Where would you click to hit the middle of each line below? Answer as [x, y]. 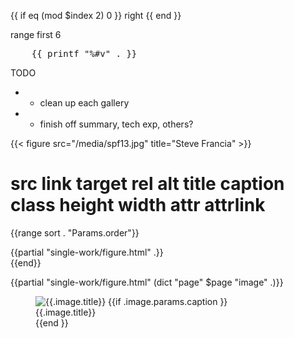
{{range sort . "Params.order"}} [75, 232]
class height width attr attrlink [138, 205]
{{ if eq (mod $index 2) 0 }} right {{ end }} [96, 15]
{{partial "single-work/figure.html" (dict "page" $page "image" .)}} [147, 282]
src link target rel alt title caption [147, 184]
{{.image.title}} [66, 312]
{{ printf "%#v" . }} [84, 53]
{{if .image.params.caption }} [168, 301]
